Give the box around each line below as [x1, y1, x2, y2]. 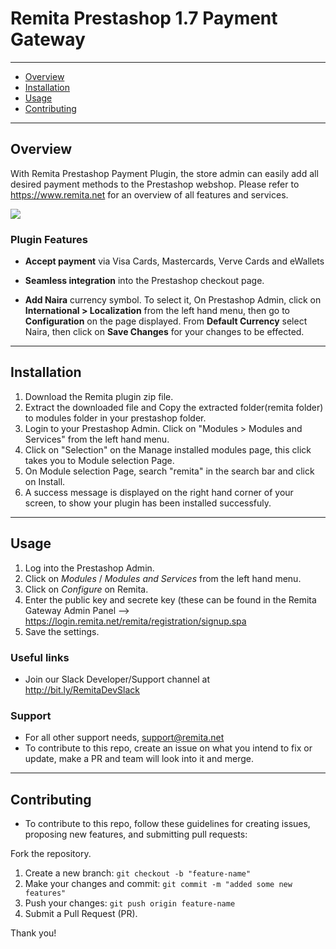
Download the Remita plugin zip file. [24, 390, 174, 402]
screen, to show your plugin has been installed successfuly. [24, 497, 272, 509]
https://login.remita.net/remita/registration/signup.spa [24, 615, 247, 627]
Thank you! [10, 927, 57, 939]
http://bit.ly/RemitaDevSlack [24, 683, 140, 696]
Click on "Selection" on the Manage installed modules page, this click [24, 443, 312, 456]
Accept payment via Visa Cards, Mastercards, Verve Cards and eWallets [24, 255, 325, 267]
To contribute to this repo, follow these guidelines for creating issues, [24, 818, 311, 830]
